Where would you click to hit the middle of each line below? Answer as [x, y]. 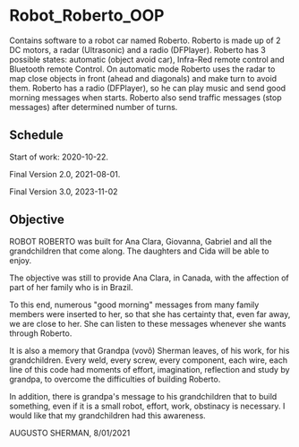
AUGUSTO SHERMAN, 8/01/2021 [70, 433]
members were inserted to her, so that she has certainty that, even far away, [150, 314]
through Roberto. [41, 333]
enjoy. [21, 260]
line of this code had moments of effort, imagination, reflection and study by [149, 369]
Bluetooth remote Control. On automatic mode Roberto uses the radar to [142, 69]
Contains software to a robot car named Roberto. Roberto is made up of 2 [145, 40]
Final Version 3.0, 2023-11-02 [64, 191]
